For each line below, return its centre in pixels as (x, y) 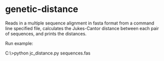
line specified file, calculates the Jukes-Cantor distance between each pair (82, 28)
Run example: (19, 43)
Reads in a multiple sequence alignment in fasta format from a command (80, 23)
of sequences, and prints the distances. (46, 33)
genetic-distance (42, 9)
